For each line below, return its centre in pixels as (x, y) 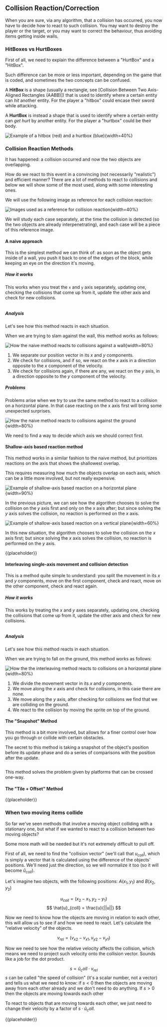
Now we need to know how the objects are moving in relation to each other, (83, 917)
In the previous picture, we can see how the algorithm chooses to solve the (82, 503)
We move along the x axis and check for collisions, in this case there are (86, 688)
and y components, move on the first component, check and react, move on (83, 581)
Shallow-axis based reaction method (44, 447)
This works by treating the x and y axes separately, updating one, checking (82, 610)
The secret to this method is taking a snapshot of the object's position (77, 747)
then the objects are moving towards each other (54, 994)
